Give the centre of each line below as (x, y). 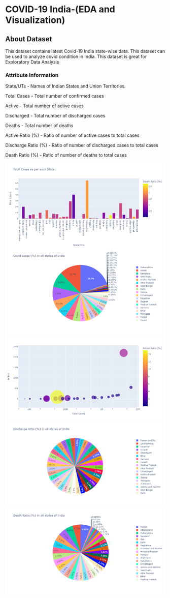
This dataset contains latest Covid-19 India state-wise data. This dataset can (85, 51)
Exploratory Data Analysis (32, 62)
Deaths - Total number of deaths (39, 126)
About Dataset (29, 39)
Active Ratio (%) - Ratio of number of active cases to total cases (72, 135)
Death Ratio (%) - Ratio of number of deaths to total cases (66, 155)
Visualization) (35, 20)
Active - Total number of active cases (44, 106)
